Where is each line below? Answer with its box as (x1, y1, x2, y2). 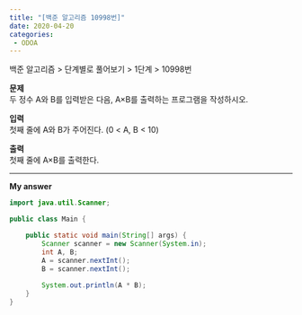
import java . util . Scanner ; (9, 198, 111, 207)
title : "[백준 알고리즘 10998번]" (9, 13, 126, 22)
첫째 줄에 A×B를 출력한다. (9, 154, 100, 166)
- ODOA (13, 38, 39, 48)
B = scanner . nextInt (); (41, 264, 130, 274)
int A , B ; (41, 248, 78, 257)
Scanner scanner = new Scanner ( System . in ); (41, 239, 207, 248)
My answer (9, 181, 52, 192)
